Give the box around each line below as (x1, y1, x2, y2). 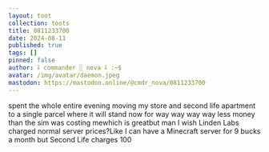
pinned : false (8, 57, 56, 65)
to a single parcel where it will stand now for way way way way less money (8, 109, 255, 118)
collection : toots (8, 19, 70, 27)
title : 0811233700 (8, 26, 70, 34)
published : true (8, 42, 62, 50)
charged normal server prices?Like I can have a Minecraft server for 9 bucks (8, 126, 261, 136)
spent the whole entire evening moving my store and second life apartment (8, 101, 256, 110)
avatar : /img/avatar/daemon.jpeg (8, 71, 120, 79)
